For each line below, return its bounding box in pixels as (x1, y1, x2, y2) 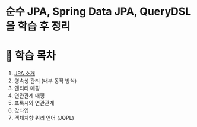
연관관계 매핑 (14, 92, 45, 99)
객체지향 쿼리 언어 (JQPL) (14, 115, 75, 122)
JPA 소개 (14, 70, 36, 77)
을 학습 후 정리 (5, 20, 71, 33)
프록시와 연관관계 (14, 100, 55, 107)
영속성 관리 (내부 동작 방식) (14, 77, 77, 84)
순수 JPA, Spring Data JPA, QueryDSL (5, 5, 192, 18)
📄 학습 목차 (5, 49, 56, 62)
